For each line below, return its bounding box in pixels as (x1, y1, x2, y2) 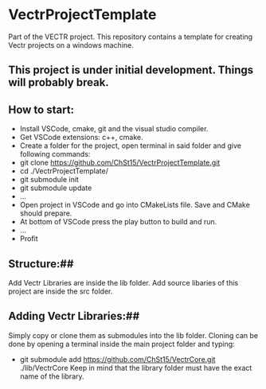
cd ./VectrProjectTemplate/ (19, 166, 109, 176)
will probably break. (8, 76, 109, 89)
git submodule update (19, 183, 92, 193)
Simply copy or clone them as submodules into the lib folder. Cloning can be (8, 330, 259, 340)
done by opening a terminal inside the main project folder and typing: (8, 339, 235, 348)
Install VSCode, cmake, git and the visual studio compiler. (19, 124, 209, 134)
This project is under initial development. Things (8, 64, 253, 77)
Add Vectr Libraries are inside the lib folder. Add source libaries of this (8, 278, 239, 287)
